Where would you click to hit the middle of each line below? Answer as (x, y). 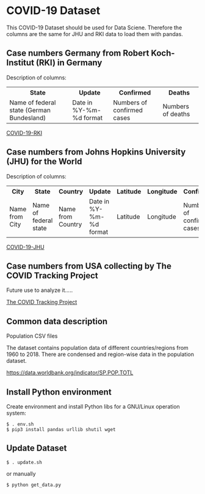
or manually (21, 473)
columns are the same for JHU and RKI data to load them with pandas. (95, 34)
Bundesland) (28, 118)
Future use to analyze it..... (40, 290)
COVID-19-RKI (24, 133)
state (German (30, 110)
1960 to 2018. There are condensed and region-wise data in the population (100, 354)
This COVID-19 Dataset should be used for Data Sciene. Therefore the (94, 27)
